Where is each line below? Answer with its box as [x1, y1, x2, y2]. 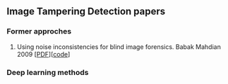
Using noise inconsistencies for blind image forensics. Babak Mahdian [16, 42, 222, 51]
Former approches [6, 27, 72, 36]
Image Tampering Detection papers [6, 6, 166, 17]
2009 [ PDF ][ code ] [16, 50, 71, 58]
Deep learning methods [6, 67, 89, 77]
